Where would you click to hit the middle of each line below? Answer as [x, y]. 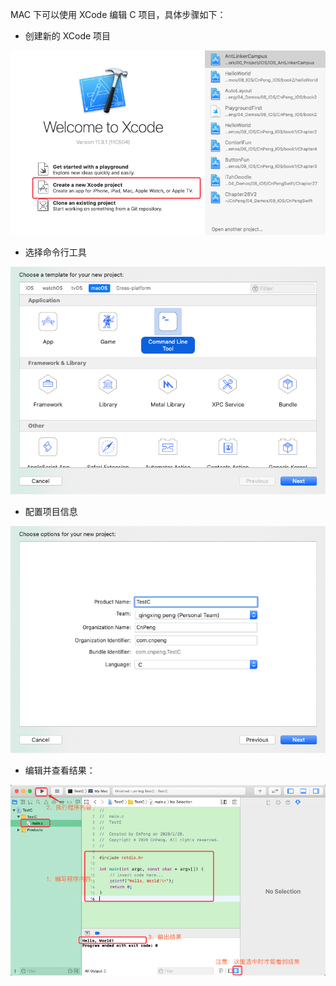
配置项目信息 [51, 511]
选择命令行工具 [55, 252]
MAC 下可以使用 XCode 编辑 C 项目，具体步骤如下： [118, 14]
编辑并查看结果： [60, 770]
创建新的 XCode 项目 [68, 36]
